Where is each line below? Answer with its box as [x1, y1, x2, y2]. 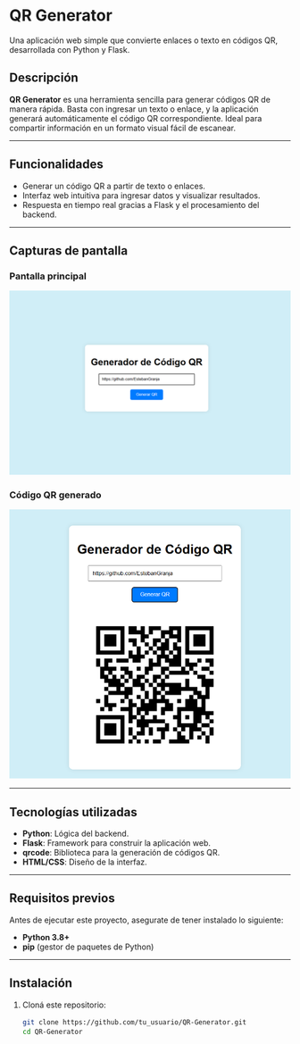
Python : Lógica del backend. [21, 828, 129, 839]
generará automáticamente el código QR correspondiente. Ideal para [9, 113, 262, 123]
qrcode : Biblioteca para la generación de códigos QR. [21, 848, 221, 858]
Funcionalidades [9, 157, 104, 172]
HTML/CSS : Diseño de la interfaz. [21, 856, 147, 867]
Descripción [9, 71, 79, 86]
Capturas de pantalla [9, 243, 128, 258]
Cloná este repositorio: [21, 999, 106, 1010]
